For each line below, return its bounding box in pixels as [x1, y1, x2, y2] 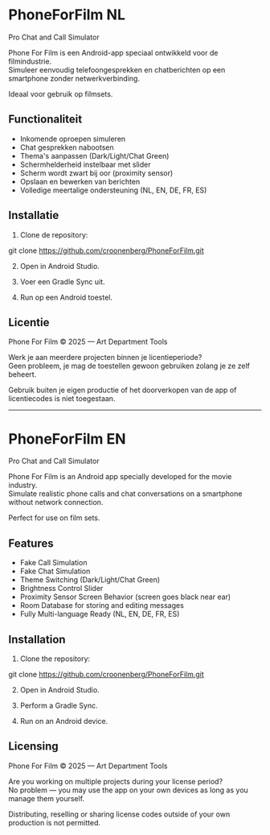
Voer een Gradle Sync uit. [19, 276, 106, 287]
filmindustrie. [8, 56, 52, 66]
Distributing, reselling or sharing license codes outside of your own [8, 809, 231, 819]
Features [8, 536, 54, 550]
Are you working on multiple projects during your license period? [8, 776, 223, 786]
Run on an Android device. [19, 716, 108, 725]
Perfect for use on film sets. [8, 513, 100, 523]
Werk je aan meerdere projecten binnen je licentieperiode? [8, 353, 202, 362]
